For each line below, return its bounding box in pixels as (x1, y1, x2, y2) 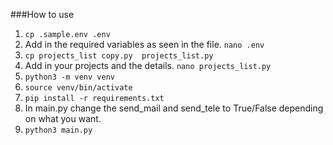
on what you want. (24, 113, 102, 124)
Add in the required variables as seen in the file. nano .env (24, 39, 265, 50)
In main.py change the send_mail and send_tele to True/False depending (24, 102, 324, 114)
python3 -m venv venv (24, 72, 115, 82)
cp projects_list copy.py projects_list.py (24, 51, 214, 61)
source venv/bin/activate (24, 83, 133, 93)
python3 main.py (24, 125, 93, 135)
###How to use (10, 9, 75, 20)
